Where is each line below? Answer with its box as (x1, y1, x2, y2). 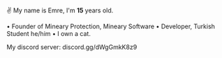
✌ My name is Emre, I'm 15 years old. (6, 6, 114, 14)
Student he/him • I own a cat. (6, 30, 91, 37)
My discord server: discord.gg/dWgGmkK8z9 (6, 43, 138, 51)
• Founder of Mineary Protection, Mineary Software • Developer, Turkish (6, 22, 216, 30)
